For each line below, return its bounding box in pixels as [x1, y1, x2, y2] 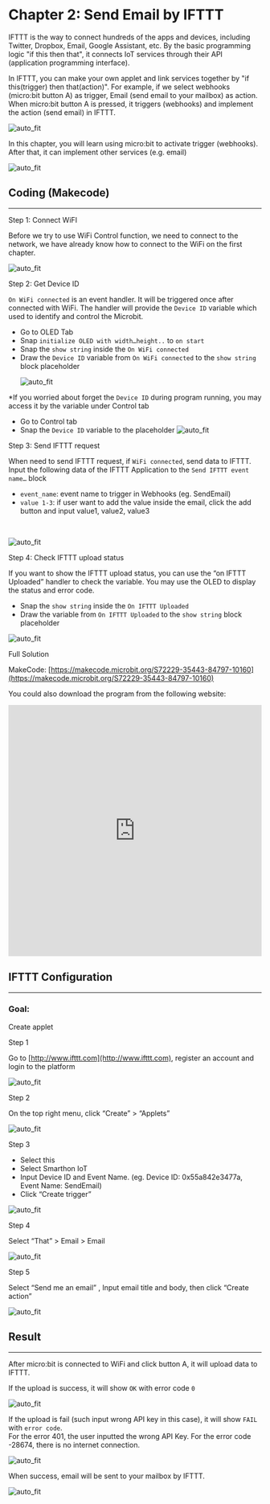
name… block [8, 473, 47, 483]
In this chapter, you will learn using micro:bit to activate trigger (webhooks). [8, 138, 259, 148]
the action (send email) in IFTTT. [8, 107, 117, 117]
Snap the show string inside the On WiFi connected [19, 344, 189, 354]
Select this [19, 1155, 55, 1165]
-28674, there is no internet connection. [8, 1440, 141, 1449]
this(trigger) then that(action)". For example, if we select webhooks [8, 82, 231, 92]
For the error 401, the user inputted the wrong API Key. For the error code [8, 1431, 252, 1440]
